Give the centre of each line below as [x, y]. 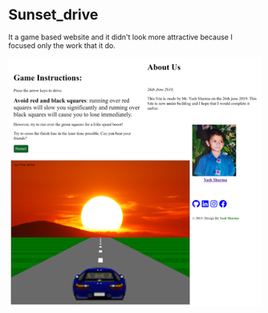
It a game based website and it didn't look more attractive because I [120, 37]
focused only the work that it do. [62, 45]
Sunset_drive [53, 15]
